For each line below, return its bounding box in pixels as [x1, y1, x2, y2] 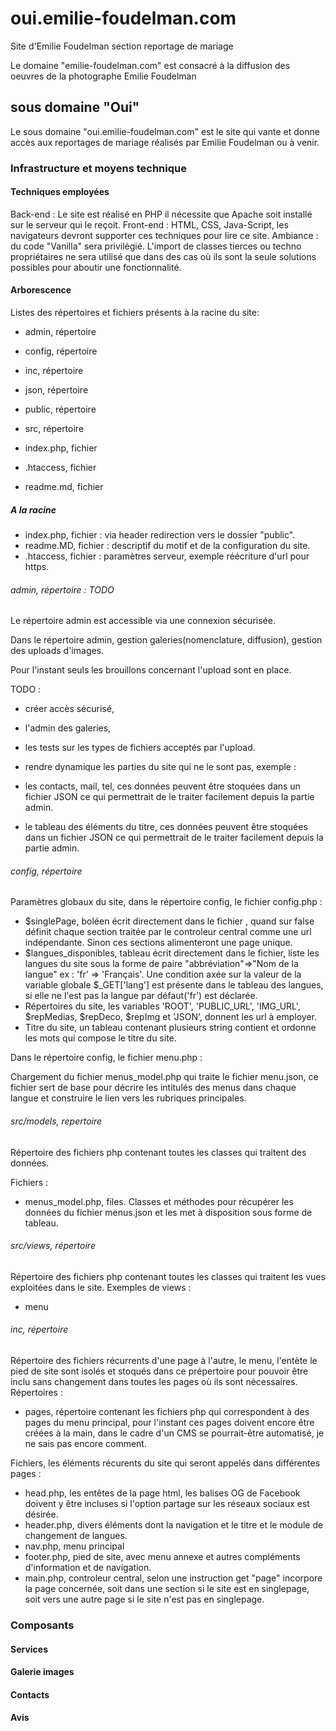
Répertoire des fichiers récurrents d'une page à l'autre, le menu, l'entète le [10, 1355, 318, 1367]
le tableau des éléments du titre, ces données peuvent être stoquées [24, 821, 308, 833]
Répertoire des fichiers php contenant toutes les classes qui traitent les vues [10, 1270, 326, 1282]
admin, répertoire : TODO [10, 583, 115, 596]
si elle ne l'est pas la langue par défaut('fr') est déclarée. [24, 990, 258, 1002]
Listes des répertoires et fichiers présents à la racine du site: [10, 307, 260, 319]
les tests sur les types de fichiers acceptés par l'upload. [24, 742, 256, 754]
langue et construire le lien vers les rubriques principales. [10, 1092, 247, 1104]
